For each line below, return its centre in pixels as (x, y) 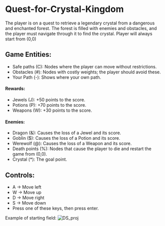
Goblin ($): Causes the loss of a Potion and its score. (66, 138)
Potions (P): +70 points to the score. (49, 105)
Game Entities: (28, 55)
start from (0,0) (21, 39)
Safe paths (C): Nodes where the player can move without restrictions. (84, 66)
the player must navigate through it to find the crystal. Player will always (79, 33)
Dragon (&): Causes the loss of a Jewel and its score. (67, 133)
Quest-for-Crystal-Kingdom (65, 9)
